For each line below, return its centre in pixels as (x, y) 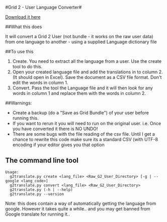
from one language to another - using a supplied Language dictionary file (81, 42)
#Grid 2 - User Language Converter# (44, 7)
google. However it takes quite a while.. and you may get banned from (78, 208)
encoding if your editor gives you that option (58, 145)
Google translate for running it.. (38, 214)
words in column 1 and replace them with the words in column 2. (79, 93)
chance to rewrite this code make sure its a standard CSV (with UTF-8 (85, 139)
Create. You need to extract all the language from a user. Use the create (87, 61)
